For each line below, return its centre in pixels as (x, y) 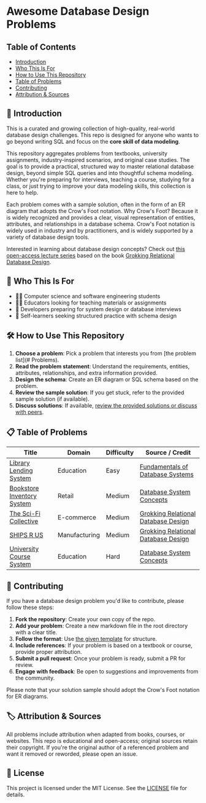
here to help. (22, 192)
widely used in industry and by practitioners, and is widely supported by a (100, 230)
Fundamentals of (164, 467)
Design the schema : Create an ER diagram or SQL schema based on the (107, 379)
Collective (24, 521)
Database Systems (167, 475)
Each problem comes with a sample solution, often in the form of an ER (96, 204)
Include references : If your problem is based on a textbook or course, (104, 645)
